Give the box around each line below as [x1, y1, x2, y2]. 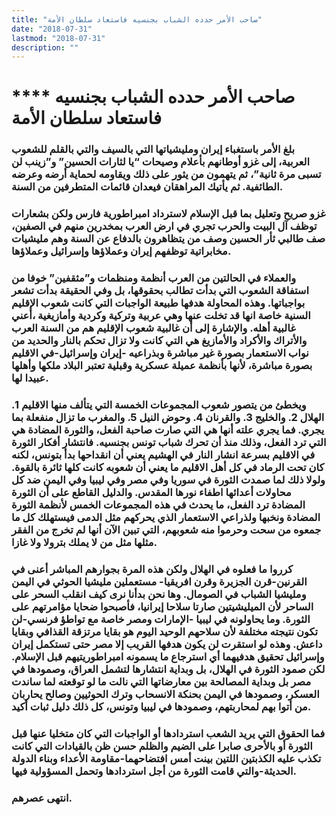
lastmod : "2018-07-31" [11, 33, 106, 43]
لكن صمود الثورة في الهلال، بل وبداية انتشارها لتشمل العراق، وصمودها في [11, 662, 326, 676]
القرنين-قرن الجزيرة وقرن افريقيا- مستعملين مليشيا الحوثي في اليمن [11, 575, 308, 589]
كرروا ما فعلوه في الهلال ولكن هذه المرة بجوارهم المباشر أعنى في [11, 562, 294, 576]
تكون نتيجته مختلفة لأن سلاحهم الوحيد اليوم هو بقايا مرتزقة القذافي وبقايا [11, 625, 319, 639]
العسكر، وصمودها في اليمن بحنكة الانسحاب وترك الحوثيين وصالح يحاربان [11, 687, 320, 701]
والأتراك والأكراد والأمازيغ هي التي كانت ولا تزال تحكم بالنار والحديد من [11, 334, 308, 348]
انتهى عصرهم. [11, 791, 73, 805]
